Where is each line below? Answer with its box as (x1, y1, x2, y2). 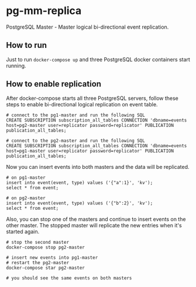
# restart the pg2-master (6, 260, 69, 265)
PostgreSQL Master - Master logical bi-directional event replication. (6, 23, 169, 30)
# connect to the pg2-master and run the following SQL (6, 137, 145, 144)
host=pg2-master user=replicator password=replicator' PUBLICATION (6, 122, 174, 128)
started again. (6, 228, 40, 235)
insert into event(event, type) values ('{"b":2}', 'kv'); (6, 200, 153, 206)
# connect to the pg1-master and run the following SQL (6, 112, 145, 118)
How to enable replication (6, 79, 101, 89)
